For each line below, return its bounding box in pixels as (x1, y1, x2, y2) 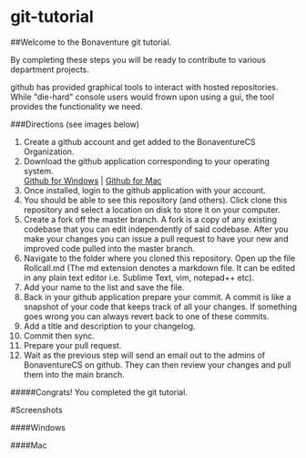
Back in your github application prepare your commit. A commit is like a (23, 291, 291, 302)
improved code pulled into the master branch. (23, 243, 195, 254)
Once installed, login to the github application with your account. (23, 184, 267, 195)
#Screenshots (10, 404, 63, 415)
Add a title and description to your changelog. (23, 320, 196, 331)
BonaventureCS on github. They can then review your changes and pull (23, 359, 291, 370)
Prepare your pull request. (23, 339, 122, 350)
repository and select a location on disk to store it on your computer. (23, 203, 280, 215)
